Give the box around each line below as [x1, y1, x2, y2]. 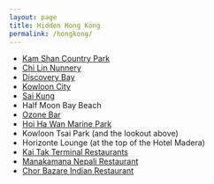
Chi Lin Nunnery [21, 63, 82, 73]
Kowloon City [21, 81, 71, 92]
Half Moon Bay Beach [21, 100, 102, 111]
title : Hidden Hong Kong [9, 21, 101, 30]
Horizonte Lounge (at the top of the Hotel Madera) [21, 137, 206, 148]
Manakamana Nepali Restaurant [21, 156, 139, 167]
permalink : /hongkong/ [9, 29, 93, 38]
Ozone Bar [21, 109, 62, 120]
